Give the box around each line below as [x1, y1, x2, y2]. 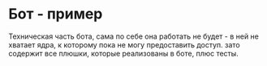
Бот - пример [8, 5, 103, 23]
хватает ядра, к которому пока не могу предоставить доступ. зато [8, 39, 241, 49]
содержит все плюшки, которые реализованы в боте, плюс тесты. [8, 48, 239, 58]
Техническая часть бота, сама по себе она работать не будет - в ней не [8, 31, 260, 41]
